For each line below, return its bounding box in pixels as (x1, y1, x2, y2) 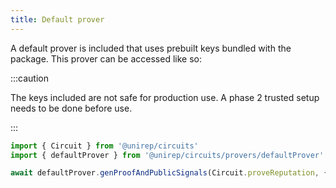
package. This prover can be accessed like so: (10, 52, 202, 65)
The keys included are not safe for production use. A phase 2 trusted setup (10, 91, 320, 103)
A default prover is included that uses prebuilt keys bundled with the (10, 42, 292, 54)
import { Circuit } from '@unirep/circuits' (10, 141, 199, 151)
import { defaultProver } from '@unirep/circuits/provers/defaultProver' (10, 150, 325, 160)
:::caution (10, 72, 50, 84)
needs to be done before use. (10, 102, 133, 114)
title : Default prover (10, 14, 105, 25)
